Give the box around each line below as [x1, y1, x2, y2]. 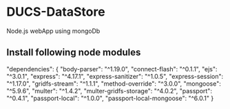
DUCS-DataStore [6, 4, 105, 20]
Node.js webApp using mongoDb [6, 27, 101, 35]
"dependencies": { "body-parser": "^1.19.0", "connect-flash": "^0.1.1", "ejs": [6, 64, 218, 73]
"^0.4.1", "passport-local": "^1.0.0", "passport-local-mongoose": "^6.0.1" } [6, 94, 214, 102]
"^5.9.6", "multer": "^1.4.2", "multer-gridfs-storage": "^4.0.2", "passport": [6, 86, 213, 95]
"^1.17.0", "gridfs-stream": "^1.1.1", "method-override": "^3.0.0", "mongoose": [6, 80, 222, 88]
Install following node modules [6, 47, 141, 58]
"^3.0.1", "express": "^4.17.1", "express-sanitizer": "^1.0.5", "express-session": [6, 72, 224, 80]
